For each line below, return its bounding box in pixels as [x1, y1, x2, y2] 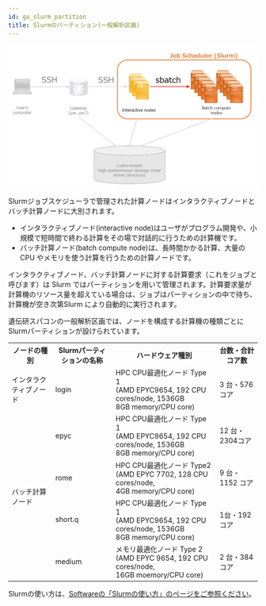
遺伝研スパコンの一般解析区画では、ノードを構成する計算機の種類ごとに [8, 316, 244, 326]
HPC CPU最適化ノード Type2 [116, 460, 211, 470]
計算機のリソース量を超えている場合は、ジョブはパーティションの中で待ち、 [8, 290, 257, 299]
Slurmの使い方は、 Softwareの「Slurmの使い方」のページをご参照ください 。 [8, 589, 256, 598]
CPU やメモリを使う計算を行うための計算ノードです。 [19, 253, 196, 263]
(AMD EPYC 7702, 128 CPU [116, 469, 208, 479]
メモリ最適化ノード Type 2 [116, 544, 203, 554]
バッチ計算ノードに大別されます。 [8, 206, 119, 216]
